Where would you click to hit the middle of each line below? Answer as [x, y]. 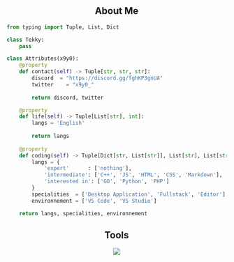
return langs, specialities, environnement [83, 213]
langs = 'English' [58, 123]
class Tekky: [25, 40]
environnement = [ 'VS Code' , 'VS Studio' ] [94, 201]
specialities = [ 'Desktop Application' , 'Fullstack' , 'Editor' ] [129, 194]
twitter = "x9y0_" [63, 84]
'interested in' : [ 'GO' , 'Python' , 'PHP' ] [107, 182]
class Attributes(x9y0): [43, 59]
